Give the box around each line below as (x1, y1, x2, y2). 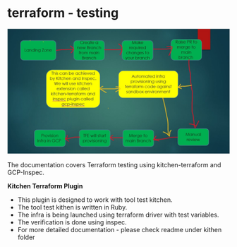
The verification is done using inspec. (17, 218, 127, 227)
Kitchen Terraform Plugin (7, 182, 83, 191)
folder (17, 233, 35, 241)
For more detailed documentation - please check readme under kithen (17, 226, 222, 234)
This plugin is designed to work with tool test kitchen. (17, 195, 173, 204)
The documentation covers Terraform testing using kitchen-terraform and (7, 161, 221, 169)
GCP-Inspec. (7, 168, 44, 177)
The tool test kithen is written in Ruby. (17, 203, 128, 212)
